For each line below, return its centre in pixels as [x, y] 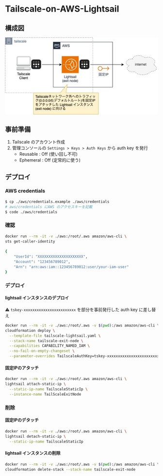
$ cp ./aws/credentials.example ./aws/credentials [57, 202]
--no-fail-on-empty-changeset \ [42, 351]
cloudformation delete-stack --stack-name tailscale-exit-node [70, 469]
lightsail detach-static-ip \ [36, 436]
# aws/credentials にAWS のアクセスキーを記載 [49, 207]
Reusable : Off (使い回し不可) [48, 154]
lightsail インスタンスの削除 [33, 453]
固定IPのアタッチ [22, 368]
